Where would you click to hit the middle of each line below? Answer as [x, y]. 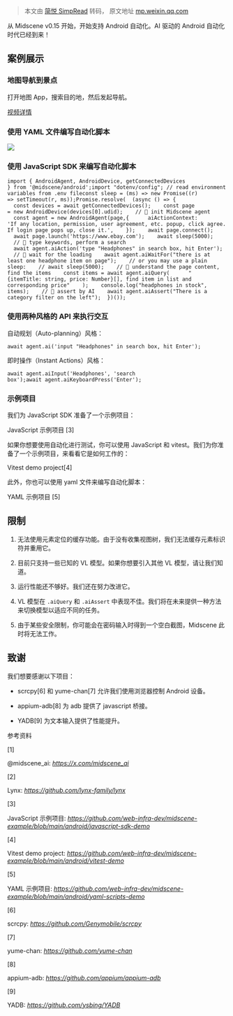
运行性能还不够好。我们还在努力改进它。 [75, 586]
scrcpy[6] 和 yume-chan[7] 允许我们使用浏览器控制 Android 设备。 [113, 691]
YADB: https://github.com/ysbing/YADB [64, 1005]
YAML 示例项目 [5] [34, 497]
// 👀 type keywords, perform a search [70, 243]
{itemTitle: [24, 279]
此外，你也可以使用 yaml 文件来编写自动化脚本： [77, 481]
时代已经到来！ [29, 35]
